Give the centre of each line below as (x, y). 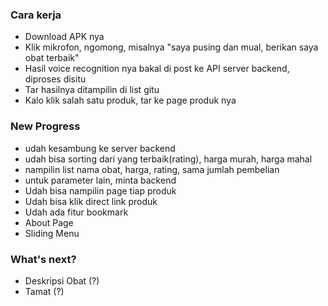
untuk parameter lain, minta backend (100, 180)
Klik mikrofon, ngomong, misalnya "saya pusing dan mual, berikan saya (171, 47)
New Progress (45, 126)
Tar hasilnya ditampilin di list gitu (92, 90)
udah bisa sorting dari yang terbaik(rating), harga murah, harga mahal (168, 159)
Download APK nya (64, 37)
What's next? (43, 259)
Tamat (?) (44, 291)
